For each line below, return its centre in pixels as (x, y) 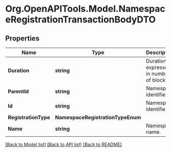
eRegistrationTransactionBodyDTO (81, 20)
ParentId (18, 91)
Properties (22, 38)
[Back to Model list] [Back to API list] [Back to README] (64, 144)
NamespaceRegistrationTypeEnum (98, 117)
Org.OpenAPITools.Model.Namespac (85, 9)
